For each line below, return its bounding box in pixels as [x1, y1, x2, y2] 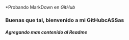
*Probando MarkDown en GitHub [5, 4, 75, 10]
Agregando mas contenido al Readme [5, 29, 88, 35]
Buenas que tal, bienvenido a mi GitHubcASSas [5, 16, 124, 23]
